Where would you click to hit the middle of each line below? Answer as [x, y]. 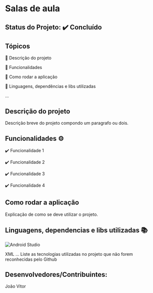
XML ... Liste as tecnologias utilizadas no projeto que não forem [69, 254]
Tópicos [18, 46]
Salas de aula [33, 9]
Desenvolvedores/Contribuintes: [56, 275]
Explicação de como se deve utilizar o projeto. [52, 214]
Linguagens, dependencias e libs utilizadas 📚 [76, 230]
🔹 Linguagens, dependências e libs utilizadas [51, 87]
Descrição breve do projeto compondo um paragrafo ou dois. [67, 123]
